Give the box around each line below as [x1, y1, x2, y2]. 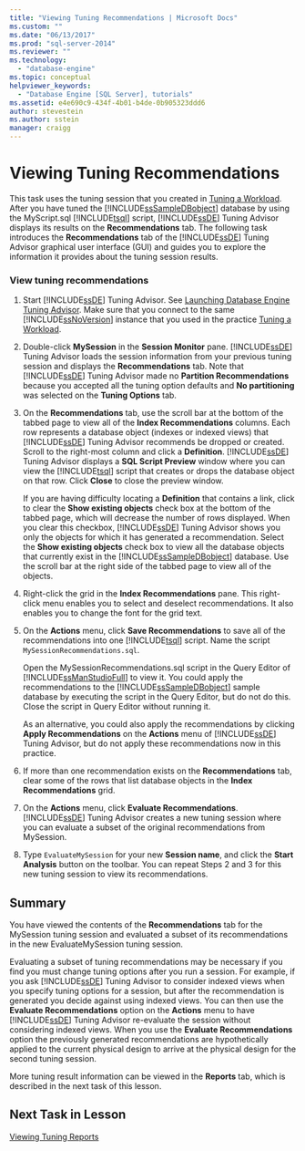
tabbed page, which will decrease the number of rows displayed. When [22, 513, 290, 524]
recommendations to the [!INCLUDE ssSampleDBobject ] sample [22, 681, 261, 693]
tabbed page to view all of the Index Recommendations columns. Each [22, 417, 291, 429]
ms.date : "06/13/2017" [9, 30, 96, 39]
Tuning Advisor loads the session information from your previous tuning [22, 351, 292, 362]
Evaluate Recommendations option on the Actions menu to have [9, 1005, 255, 1016]
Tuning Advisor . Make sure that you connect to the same [22, 305, 235, 316]
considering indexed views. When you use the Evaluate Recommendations [9, 1024, 293, 1035]
